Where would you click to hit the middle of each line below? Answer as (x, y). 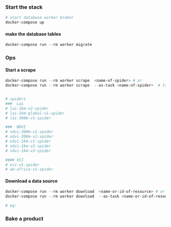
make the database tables (33, 34)
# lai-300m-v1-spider (28, 118)
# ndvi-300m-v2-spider (29, 137)
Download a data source (32, 181)
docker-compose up (25, 22)
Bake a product (24, 219)
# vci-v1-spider (22, 165)
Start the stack (24, 7)
